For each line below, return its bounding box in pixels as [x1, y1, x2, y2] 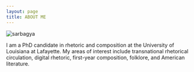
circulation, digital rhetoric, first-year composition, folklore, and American [6, 54, 185, 61]
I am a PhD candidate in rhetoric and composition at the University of [6, 42, 174, 49]
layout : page [6, 8, 38, 15]
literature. [6, 60, 30, 67]
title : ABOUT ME [6, 14, 46, 20]
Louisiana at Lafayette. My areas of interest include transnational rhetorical [6, 47, 189, 54]
